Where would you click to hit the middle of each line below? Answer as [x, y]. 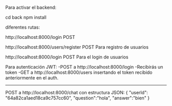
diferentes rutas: [23, 27]
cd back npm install [26, 17]
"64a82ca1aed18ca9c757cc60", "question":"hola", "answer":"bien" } [78, 98]
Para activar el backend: [31, 7]
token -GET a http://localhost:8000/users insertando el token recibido [79, 72]
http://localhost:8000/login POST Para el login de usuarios [67, 57]
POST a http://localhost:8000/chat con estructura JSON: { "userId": [77, 92]
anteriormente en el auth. [32, 78]
